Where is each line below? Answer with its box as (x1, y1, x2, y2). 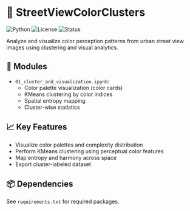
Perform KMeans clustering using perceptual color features (15, 147, 164, 154)
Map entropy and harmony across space (15, 154, 117, 161)
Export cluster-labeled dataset (15, 161, 91, 168)
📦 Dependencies (6, 179, 73, 189)
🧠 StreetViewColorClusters (6, 5, 146, 19)
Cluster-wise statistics (24, 103, 80, 111)
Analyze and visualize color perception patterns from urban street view (6, 37, 184, 44)
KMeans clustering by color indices (24, 91, 113, 98)
